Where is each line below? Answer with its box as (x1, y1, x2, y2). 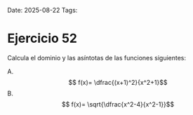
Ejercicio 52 (7, 31, 77, 46)
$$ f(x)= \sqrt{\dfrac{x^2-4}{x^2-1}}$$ (61, 100, 175, 108)
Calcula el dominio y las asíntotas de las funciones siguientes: (7, 53, 187, 62)
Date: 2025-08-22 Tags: (7, 6, 78, 14)
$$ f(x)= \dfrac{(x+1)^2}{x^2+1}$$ (68, 78, 168, 86)
